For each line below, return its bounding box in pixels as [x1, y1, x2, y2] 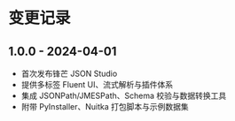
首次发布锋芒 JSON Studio [20, 68, 118, 79]
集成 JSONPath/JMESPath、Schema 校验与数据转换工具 [20, 90, 227, 101]
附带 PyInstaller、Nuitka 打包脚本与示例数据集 [20, 102, 190, 111]
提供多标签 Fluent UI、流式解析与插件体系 [20, 79, 174, 89]
